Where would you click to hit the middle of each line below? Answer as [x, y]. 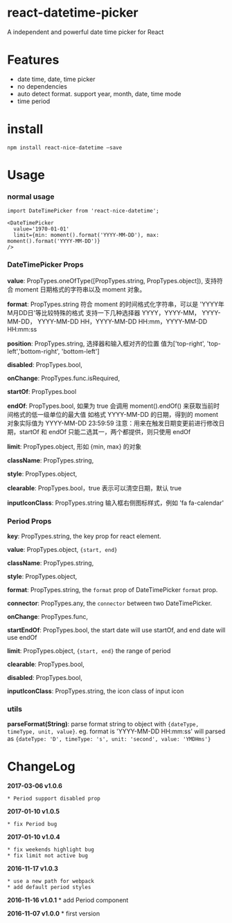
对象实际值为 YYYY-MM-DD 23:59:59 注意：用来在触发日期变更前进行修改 [113, 423]
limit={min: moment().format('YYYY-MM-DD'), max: [86, 235]
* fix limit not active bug [48, 856]
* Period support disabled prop [54, 799]
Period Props [29, 521]
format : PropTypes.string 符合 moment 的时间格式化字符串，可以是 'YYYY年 [116, 304]
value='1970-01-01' [42, 229]
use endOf [22, 637]
